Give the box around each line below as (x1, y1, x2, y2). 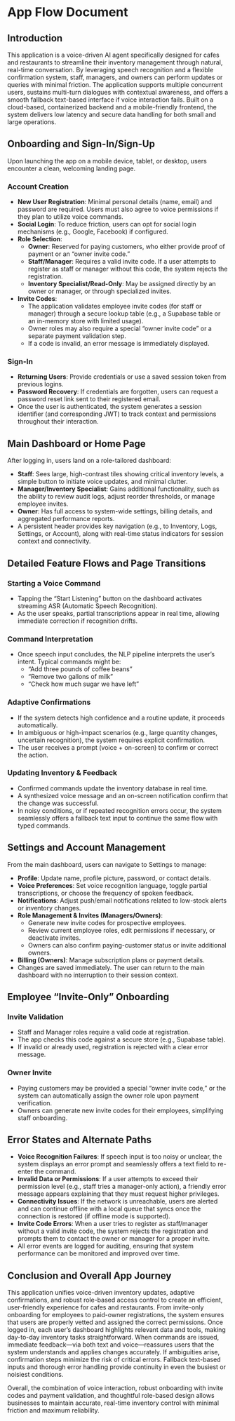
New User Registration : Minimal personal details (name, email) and (17, 198, 213, 206)
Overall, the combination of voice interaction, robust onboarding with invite (7, 1384, 224, 1392)
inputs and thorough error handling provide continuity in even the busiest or (7, 1363, 227, 1371)
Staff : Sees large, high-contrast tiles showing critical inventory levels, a (17, 470, 224, 478)
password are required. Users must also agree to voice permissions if (17, 205, 219, 214)
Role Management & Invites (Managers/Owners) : (17, 911, 163, 920)
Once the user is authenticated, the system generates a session (17, 403, 202, 411)
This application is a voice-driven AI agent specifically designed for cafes (7, 50, 220, 59)
